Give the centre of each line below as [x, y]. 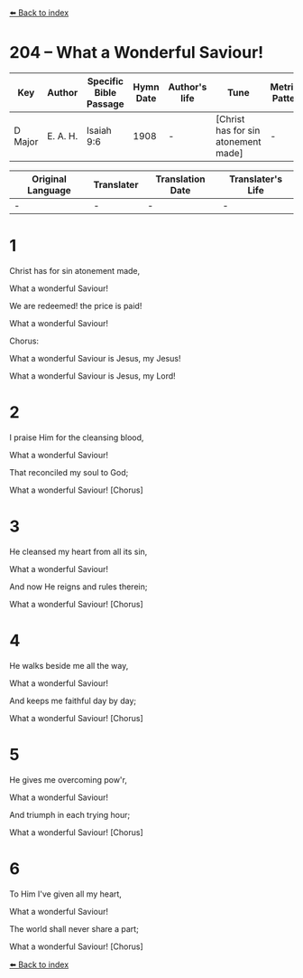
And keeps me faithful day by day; [73, 701]
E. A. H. [62, 136]
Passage [106, 104]
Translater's [255, 179]
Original [49, 179]
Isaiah [100, 130]
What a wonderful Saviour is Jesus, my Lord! [92, 376]
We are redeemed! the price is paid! [76, 306]
